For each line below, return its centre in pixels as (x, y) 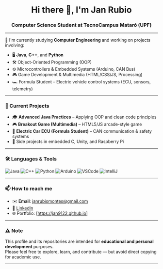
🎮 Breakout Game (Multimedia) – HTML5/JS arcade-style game (77, 124)
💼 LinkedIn (23, 208)
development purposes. (29, 246)
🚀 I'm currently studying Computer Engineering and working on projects (78, 40)
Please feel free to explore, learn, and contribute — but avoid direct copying (81, 252)
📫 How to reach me (29, 189)
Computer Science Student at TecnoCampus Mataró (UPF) (81, 25)
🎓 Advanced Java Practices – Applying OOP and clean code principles (84, 117)
